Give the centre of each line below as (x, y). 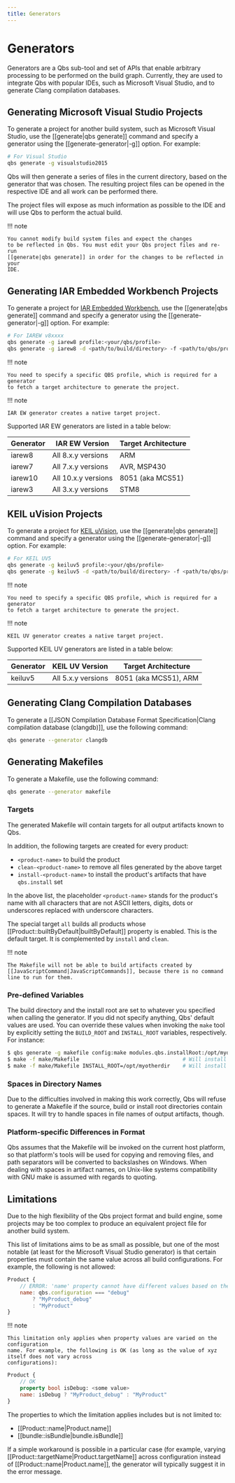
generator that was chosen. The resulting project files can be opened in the (116, 184)
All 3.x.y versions (80, 489)
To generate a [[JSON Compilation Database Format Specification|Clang (112, 719)
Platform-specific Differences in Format (76, 1132)
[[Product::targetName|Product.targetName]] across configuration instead (114, 1456)
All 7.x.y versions (80, 467)
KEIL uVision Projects (55, 514)
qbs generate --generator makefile (59, 792)
